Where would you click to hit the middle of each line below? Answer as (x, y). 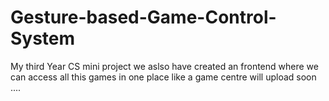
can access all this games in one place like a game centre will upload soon (163, 77)
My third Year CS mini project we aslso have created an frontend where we (164, 66)
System (43, 38)
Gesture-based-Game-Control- (143, 17)
